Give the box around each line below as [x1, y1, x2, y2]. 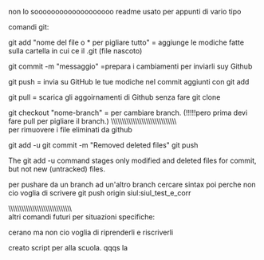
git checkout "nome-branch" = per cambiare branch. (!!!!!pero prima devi [8, 108, 248, 117]
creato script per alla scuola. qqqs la [8, 243, 128, 252]
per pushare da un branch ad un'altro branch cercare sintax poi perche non [8, 179, 257, 189]
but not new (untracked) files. [8, 164, 106, 174]
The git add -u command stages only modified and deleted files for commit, [8, 156, 257, 165]
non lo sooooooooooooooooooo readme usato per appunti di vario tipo [8, 7, 242, 16]
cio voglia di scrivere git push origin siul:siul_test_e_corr [8, 188, 191, 198]
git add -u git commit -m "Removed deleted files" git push [8, 140, 199, 150]
